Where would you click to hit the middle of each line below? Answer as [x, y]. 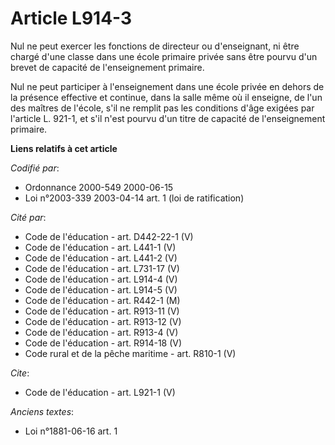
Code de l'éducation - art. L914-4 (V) [101, 279]
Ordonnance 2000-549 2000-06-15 [99, 187]
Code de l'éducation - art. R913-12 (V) [103, 321]
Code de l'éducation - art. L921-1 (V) [100, 392]
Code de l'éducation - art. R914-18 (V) [103, 343]
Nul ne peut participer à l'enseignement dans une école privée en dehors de [167, 86]
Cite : [20, 373]
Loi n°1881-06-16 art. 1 [71, 431]
